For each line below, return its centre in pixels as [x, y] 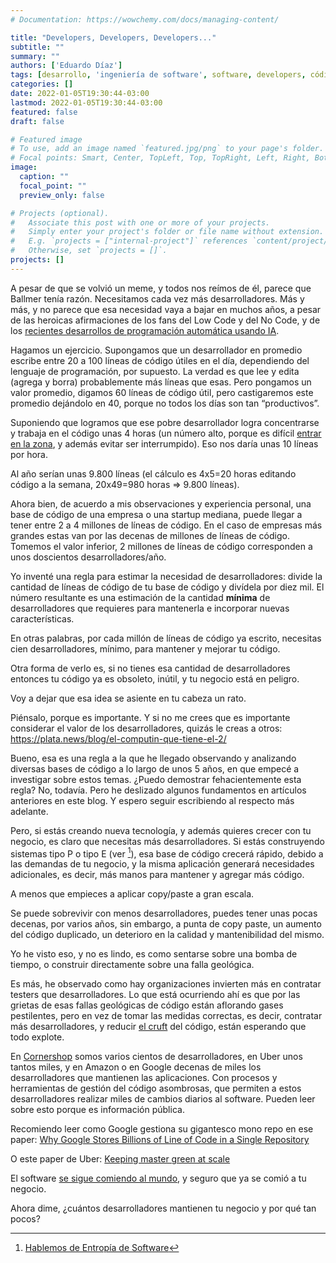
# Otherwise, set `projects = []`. [89, 251]
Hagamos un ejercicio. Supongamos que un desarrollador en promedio [156, 350]
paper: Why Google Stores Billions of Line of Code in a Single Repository [160, 1140]
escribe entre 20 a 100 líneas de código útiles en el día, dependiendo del [160, 360]
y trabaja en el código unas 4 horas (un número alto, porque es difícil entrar [166, 433]
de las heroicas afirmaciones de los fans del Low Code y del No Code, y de [165, 320]
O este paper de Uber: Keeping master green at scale [120, 1159]
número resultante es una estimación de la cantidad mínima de [140, 597]
